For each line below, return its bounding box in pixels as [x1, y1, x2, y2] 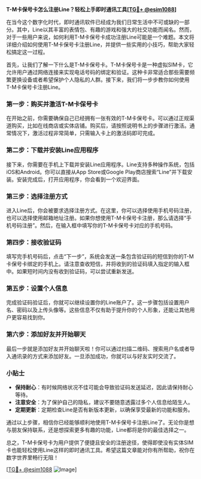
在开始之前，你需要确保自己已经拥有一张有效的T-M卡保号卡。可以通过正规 [6, 115, 190, 122]
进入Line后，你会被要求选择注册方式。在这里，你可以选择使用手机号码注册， [6, 206, 195, 214]
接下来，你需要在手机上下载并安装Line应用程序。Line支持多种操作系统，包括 [6, 161, 195, 168]
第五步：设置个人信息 [6, 284, 68, 292]
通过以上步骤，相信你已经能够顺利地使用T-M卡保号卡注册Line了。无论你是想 [6, 419, 194, 426]
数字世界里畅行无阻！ [6, 454, 59, 461]
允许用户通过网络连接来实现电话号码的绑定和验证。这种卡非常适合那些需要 [6, 69, 190, 75]
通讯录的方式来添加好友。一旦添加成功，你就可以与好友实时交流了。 [11, 352, 179, 359]
